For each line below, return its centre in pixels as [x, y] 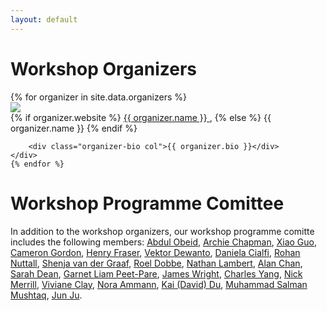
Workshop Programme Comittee [147, 203]
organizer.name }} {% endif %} [74, 128]
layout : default [44, 19]
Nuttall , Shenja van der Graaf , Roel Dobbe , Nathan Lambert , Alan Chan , [156, 263]
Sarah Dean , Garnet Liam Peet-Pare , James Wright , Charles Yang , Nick [156, 273]
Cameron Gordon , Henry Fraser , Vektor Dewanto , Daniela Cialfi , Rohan [155, 252]
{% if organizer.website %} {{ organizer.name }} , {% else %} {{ [141, 117]
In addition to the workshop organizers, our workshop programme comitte [162, 231]
